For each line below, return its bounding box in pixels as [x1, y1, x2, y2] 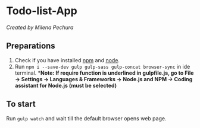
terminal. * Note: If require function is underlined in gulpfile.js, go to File [14, 69, 194, 76]
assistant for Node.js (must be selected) [14, 82, 117, 89]
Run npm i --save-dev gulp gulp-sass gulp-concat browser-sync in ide [14, 63, 190, 70]
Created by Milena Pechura [6, 24, 74, 31]
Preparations [6, 41, 55, 51]
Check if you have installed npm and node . [14, 56, 120, 63]
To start [6, 99, 36, 109]
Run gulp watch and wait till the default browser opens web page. [6, 114, 167, 122]
